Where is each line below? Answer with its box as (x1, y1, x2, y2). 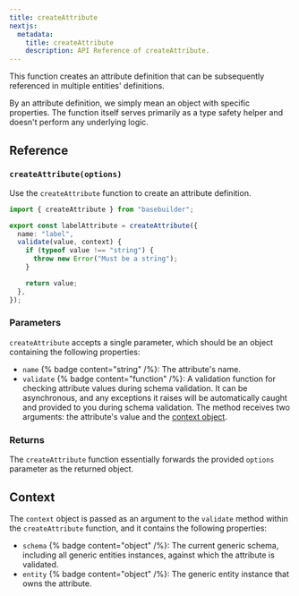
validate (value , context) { (17, 238, 123, 247)
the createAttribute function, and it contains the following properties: (9, 523, 267, 533)
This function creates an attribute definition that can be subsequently (9, 71, 265, 81)
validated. (21, 558, 59, 569)
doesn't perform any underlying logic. (9, 117, 149, 128)
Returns (9, 433, 45, 446)
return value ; (25, 278, 78, 287)
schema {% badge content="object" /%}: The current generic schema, (21, 540, 279, 550)
